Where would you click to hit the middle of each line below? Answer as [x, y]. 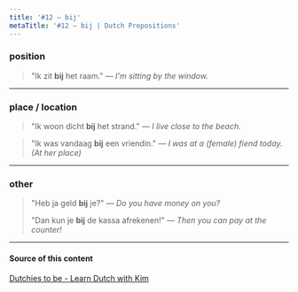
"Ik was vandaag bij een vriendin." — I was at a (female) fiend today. [157, 143]
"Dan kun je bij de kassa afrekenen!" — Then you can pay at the [149, 220]
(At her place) [56, 153]
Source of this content [51, 258]
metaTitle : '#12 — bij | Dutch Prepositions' [94, 26]
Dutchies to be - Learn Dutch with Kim [79, 278]
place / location [43, 107]
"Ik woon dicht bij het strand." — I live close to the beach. [136, 127]
